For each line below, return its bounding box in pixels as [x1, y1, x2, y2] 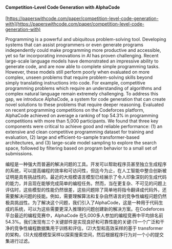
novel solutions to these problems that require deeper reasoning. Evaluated [5, 101, 164, 108]
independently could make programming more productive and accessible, [5, 47, 161, 53]
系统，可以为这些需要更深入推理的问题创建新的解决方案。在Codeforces [14, 206, 165, 212]
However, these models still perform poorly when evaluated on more [5, 69, 150, 75]
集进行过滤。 [5, 238, 32, 244]
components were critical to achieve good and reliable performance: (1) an [5, 123, 163, 130]
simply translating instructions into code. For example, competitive [5, 80, 146, 86]
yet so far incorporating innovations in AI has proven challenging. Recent [5, 53, 159, 59]
